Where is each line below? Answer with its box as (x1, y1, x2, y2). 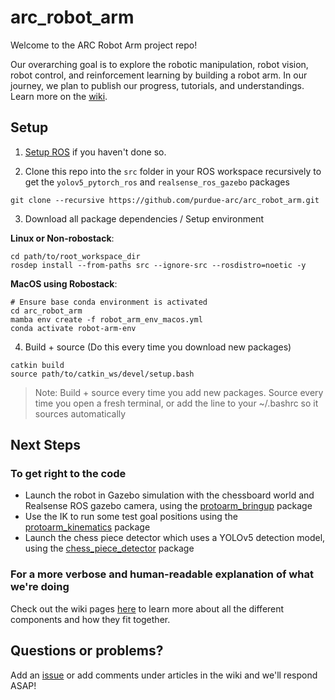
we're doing (10, 580, 70, 594)
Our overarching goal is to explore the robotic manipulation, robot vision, (10, 58, 309, 70)
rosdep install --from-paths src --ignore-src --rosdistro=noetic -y (10, 260, 307, 270)
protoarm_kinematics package (24, 521, 151, 533)
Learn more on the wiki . (10, 90, 108, 102)
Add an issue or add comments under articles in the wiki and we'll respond (10, 669, 318, 681)
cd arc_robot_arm (10, 306, 83, 316)
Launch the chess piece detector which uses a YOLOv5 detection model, (24, 532, 326, 544)
